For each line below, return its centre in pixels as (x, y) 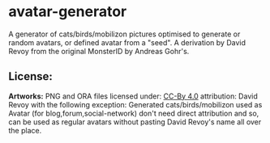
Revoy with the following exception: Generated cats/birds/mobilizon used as (135, 104)
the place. (25, 130)
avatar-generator (68, 12)
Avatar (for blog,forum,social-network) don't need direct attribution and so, (134, 113)
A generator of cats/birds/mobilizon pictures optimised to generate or (124, 34)
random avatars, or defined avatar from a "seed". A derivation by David (127, 42)
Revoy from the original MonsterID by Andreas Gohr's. (99, 51)
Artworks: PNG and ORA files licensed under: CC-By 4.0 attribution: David (133, 96)
